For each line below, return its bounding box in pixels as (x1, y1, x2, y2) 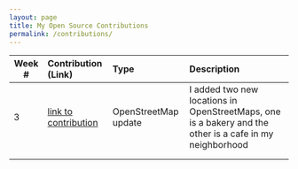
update (112, 117, 142, 129)
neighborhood (189, 139, 248, 151)
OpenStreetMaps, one (189, 105, 281, 118)
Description (189, 63, 240, 75)
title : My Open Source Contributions (9, 21, 149, 30)
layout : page (9, 12, 58, 22)
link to (47, 105, 73, 118)
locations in (189, 95, 238, 107)
